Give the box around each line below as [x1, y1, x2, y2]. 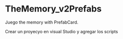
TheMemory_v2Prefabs [5, 3, 102, 14]
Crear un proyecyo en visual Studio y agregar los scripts [5, 28, 118, 34]
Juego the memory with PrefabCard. [5, 19, 79, 25]
